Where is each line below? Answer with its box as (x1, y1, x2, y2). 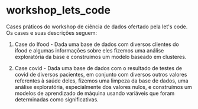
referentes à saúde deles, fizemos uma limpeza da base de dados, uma (14, 77, 189, 84)
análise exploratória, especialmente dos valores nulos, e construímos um (14, 83, 192, 90)
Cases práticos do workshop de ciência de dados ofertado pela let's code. (6, 23, 188, 30)
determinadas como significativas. (14, 95, 99, 103)
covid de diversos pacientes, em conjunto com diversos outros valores (14, 71, 187, 78)
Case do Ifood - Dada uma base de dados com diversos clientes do (14, 41, 179, 48)
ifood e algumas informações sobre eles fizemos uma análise (14, 47, 164, 54)
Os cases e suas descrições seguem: (6, 29, 98, 36)
